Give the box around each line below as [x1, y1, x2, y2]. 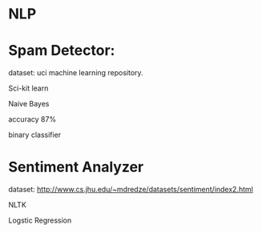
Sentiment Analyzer [8, 158, 144, 176]
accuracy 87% [8, 114, 57, 124]
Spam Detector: [8, 42, 115, 60]
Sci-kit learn [8, 83, 49, 93]
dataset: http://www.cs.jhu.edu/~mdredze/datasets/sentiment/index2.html [8, 185, 254, 195]
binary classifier [8, 130, 62, 140]
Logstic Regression [8, 215, 72, 225]
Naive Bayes [8, 99, 50, 109]
